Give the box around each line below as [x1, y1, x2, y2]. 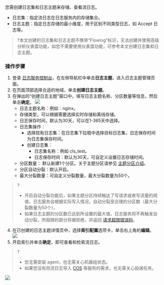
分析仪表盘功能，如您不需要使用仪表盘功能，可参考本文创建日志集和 [17, 44, 155, 49]
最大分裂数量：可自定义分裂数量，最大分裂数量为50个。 [19, 173, 132, 178]
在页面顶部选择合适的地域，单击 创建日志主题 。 [12, 87, 107, 93]
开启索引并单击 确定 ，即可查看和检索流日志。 [12, 239, 103, 245]
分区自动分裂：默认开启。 [19, 167, 71, 173]
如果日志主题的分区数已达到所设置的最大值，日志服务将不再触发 [24, 211, 153, 217]
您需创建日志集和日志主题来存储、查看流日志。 [5, 4, 99, 10]
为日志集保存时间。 [26, 136, 66, 142]
